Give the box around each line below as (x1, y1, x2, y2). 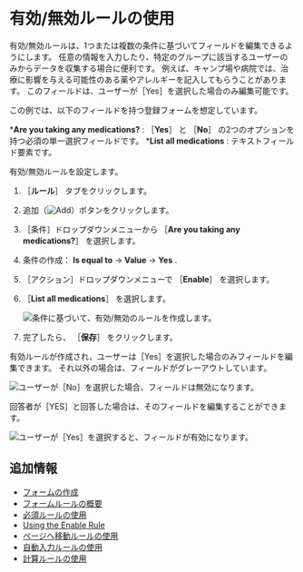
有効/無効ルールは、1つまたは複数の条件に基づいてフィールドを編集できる (9, 40, 286, 51)
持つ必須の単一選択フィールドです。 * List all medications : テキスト (9, 135, 263, 146)
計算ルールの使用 (22, 553, 87, 564)
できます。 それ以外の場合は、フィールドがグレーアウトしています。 (16, 362, 272, 373)
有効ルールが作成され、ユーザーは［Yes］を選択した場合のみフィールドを (9, 350, 286, 361)
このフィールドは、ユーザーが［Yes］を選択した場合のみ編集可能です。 (26, 85, 294, 96)
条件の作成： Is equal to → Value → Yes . (22, 254, 178, 265)
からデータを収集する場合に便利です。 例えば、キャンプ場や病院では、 (16, 63, 281, 74)
